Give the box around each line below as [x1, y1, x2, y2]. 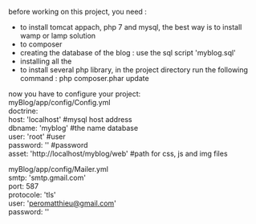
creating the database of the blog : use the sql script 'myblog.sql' [19, 48, 237, 57]
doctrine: [8, 106, 39, 116]
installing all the [19, 56, 72, 66]
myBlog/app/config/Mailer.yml [8, 165, 108, 173]
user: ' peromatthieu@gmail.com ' [8, 198, 116, 208]
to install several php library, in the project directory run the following [19, 65, 249, 75]
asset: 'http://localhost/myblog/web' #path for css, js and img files [8, 149, 228, 158]
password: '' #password [8, 141, 88, 149]
